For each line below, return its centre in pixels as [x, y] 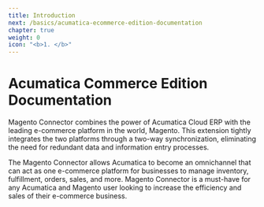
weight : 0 [24, 37]
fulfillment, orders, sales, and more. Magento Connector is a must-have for [129, 179]
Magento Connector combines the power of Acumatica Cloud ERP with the [129, 122]
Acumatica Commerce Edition [108, 84]
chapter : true [32, 30]
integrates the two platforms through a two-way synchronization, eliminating [132, 139]
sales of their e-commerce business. [68, 196]
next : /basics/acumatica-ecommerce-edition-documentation [105, 23]
